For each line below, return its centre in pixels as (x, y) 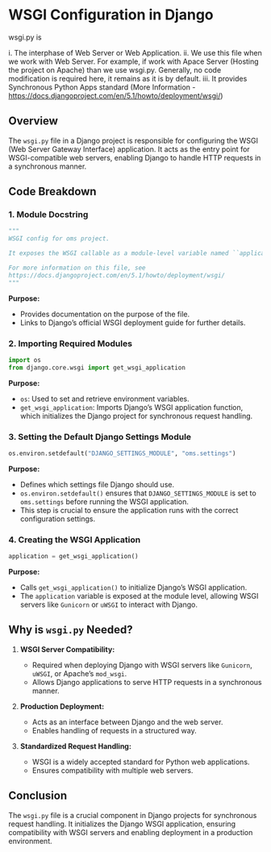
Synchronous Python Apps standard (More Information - (102, 87)
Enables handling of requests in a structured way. (114, 730)
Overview (33, 121)
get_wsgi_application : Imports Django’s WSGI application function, (131, 407)
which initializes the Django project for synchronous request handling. (136, 416)
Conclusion (38, 796)
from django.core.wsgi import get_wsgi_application (97, 368)
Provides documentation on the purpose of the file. (105, 314)
